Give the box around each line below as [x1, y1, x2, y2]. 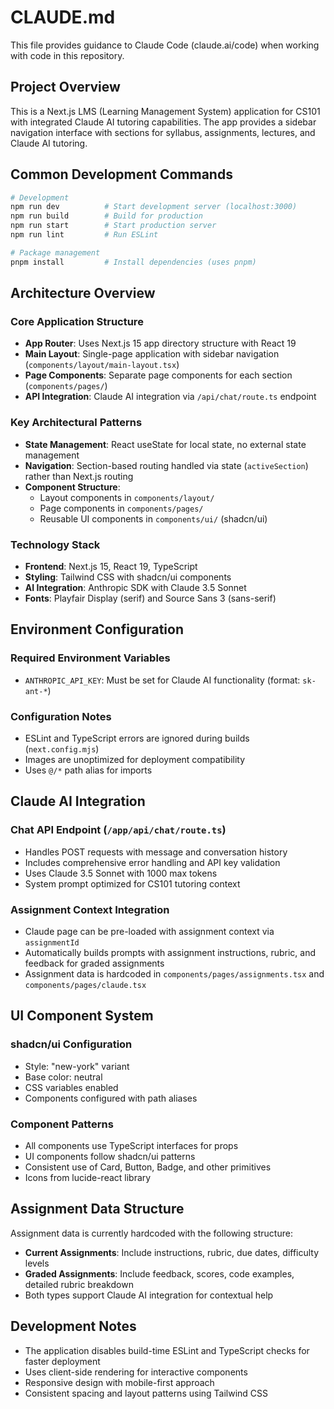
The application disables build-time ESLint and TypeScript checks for [24, 1344, 310, 1356]
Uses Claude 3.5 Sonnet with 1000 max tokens [24, 867, 218, 879]
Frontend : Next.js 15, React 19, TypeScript [24, 560, 198, 572]
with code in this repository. [10, 49, 125, 61]
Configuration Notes [10, 709, 112, 723]
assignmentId [24, 937, 80, 948]
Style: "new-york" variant [24, 1060, 130, 1072]
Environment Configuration [10, 621, 184, 638]
